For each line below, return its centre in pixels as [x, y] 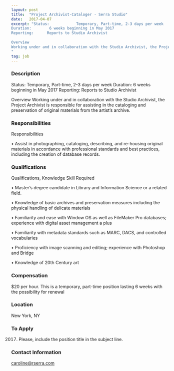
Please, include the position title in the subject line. [71, 340]
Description [26, 74]
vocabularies [24, 238]
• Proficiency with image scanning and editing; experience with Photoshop [88, 248]
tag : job [20, 56]
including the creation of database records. [55, 154]
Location [22, 305]
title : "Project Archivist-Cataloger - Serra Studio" [69, 14]
